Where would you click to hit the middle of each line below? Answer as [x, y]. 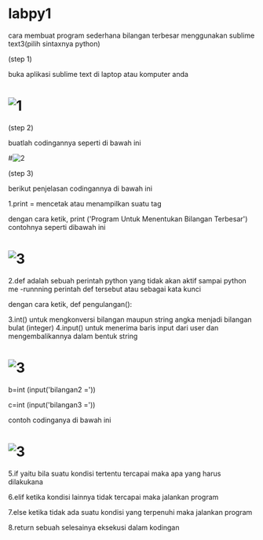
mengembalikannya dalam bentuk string [73, 336]
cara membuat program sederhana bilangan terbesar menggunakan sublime [131, 35]
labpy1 [30, 14]
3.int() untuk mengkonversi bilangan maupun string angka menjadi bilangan [130, 319]
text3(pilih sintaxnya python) [54, 43]
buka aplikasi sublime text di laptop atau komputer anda [98, 74]
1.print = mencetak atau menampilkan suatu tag [85, 203]
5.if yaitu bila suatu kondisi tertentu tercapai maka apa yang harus [115, 473]
